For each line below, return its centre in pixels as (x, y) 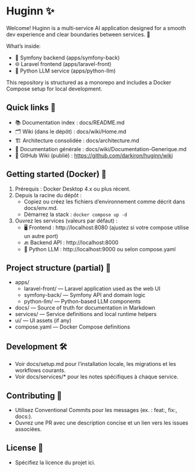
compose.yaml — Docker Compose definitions (72, 327)
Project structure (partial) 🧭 (58, 268)
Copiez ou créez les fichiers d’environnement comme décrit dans (104, 202)
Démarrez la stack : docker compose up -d (76, 214)
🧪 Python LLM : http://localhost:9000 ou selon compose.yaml (100, 249)
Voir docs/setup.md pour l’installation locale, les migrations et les (95, 364)
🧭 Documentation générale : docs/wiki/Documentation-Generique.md (101, 149)
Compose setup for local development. (54, 89)
